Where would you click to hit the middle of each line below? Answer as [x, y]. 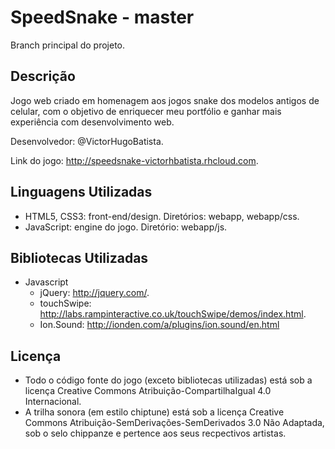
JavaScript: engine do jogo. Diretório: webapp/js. [126, 227]
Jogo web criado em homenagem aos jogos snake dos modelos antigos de [165, 100]
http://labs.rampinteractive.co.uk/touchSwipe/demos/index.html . [173, 314]
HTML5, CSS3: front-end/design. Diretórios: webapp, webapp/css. [162, 216]
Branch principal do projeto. [68, 45]
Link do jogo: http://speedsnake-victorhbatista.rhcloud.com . [134, 160]
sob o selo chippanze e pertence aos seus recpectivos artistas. [155, 433]
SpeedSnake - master [102, 17]
